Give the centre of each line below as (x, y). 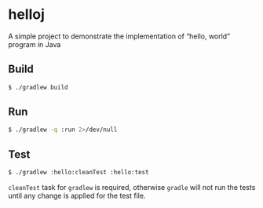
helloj (27, 15)
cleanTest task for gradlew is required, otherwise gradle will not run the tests (132, 187)
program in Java (35, 44)
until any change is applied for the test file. (77, 195)
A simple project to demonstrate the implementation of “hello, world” (119, 36)
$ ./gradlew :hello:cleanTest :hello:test (79, 173)
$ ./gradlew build (38, 87)
